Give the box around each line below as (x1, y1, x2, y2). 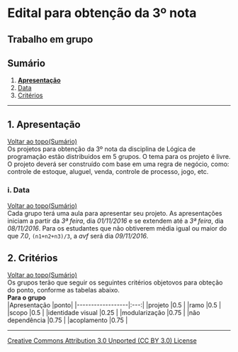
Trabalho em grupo (7, 33, 93, 45)
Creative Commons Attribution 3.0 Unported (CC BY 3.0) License (7, 336, 197, 345)
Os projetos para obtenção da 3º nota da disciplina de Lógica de (7, 145, 196, 153)
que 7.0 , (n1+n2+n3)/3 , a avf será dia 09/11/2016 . (7, 231, 149, 240)
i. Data (7, 185, 30, 195)
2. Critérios (7, 252, 58, 264)
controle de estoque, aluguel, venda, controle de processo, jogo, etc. (7, 167, 209, 176)
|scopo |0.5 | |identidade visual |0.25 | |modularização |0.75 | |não (7, 309, 200, 317)
